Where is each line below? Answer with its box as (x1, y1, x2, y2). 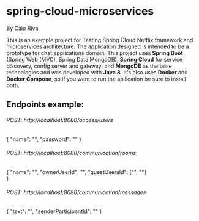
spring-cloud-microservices (6, 4, 154, 18)
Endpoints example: (6, 100, 84, 110)
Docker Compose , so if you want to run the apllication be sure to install (6, 75, 187, 82)
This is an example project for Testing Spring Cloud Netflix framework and (6, 36, 193, 43)
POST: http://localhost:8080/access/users (6, 116, 113, 123)
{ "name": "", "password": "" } (6, 136, 81, 143)
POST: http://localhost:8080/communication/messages (6, 189, 146, 196)
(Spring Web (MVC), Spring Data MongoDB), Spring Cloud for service (6, 56, 182, 63)
